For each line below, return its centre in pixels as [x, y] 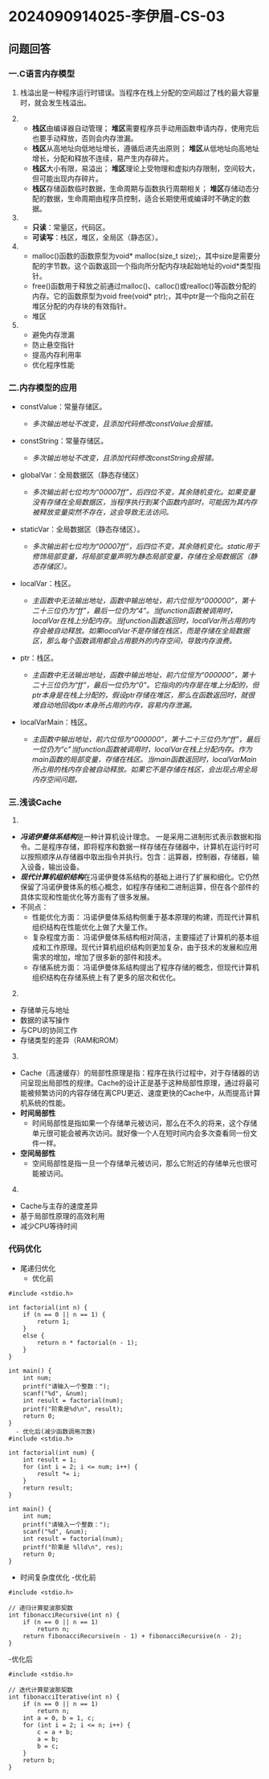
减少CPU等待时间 [49, 1226]
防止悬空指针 [53, 344]
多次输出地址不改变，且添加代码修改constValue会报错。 [124, 424]
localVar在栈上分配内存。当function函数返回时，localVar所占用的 [140, 621]
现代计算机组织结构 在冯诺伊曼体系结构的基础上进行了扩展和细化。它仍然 [139, 877]
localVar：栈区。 [48, 584]
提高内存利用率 [57, 355]
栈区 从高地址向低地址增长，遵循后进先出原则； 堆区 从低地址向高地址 [145, 148]
